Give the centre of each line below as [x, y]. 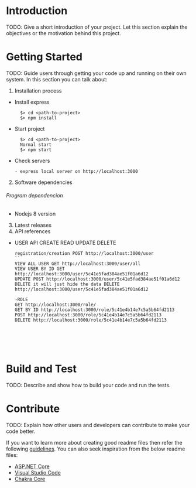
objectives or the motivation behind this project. [63, 33]
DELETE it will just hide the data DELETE [67, 284]
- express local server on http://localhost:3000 [76, 171]
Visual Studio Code [38, 472]
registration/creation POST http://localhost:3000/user [84, 254]
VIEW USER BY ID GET [39, 269]
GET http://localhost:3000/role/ [55, 305]
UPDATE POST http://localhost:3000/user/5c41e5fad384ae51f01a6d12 [97, 279]
